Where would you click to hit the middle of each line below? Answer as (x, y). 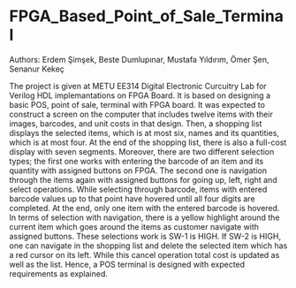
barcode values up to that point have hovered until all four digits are (132, 198)
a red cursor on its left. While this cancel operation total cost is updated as (144, 254)
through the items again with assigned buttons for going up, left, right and (143, 179)
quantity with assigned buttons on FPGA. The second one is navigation (138, 171)
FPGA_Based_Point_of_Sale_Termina (147, 16)
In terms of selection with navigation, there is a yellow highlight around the (144, 217)
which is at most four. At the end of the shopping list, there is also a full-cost (148, 142)
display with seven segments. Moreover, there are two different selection (142, 151)
